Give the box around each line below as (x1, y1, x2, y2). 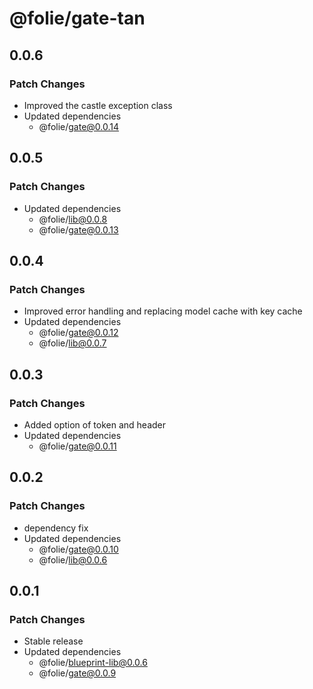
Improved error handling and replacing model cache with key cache (23, 305, 303, 317)
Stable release (23, 635, 84, 647)
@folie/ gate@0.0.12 (38, 327, 119, 339)
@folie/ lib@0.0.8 (38, 213, 108, 225)
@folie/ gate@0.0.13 (38, 223, 119, 236)
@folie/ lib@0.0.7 (38, 337, 107, 349)
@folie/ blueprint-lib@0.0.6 (38, 657, 148, 669)
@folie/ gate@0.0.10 (38, 543, 119, 555)
